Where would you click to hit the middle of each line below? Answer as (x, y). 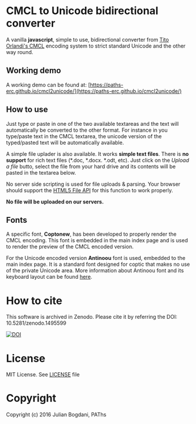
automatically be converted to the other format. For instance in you (87, 130)
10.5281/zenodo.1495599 (36, 323)
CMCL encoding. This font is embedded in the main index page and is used (97, 241)
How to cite (34, 301)
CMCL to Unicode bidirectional (82, 11)
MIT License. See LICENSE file (43, 375)
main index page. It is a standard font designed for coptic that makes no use (98, 264)
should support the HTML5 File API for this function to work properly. (89, 190)
